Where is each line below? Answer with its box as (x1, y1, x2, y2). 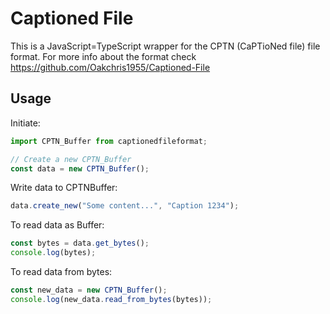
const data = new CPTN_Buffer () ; (10, 163, 150, 174)
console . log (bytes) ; (10, 248, 97, 258)
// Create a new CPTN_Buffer (10, 154, 132, 164)
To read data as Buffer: (10, 219, 105, 231)
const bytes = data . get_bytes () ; (10, 238, 150, 249)
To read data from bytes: (10, 266, 113, 277)
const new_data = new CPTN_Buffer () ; (10, 285, 168, 295)
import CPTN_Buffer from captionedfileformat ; (10, 136, 208, 146)
